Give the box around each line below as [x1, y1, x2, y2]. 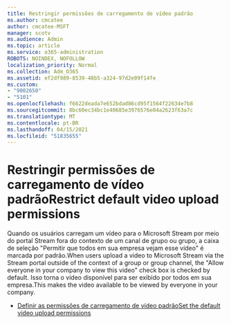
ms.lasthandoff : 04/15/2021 [7, 126, 89, 133]
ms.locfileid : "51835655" [7, 132, 82, 139]
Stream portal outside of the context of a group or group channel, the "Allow [7, 259, 224, 267]
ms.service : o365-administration [7, 49, 104, 56]
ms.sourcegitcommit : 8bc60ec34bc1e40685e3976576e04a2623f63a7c [7, 107, 194, 114]
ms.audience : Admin [7, 36, 64, 43]
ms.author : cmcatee [7, 17, 64, 24]
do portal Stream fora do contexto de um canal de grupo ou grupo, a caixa [7, 237, 219, 245]
